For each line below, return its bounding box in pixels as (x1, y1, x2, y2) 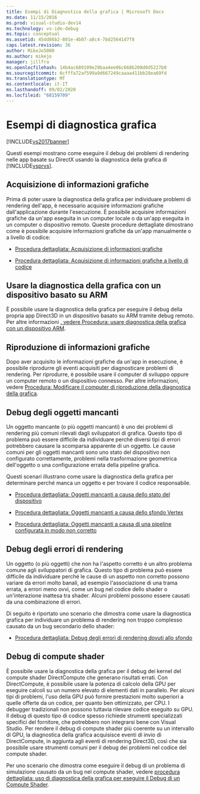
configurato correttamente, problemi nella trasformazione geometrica (6, 454, 177, 462)
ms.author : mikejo (6, 53, 52, 59)
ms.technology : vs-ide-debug (6, 25, 79, 32)
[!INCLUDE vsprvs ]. (6, 162, 53, 169)
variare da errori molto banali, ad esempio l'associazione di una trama (6, 579, 178, 586)
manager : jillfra (6, 59, 50, 65)
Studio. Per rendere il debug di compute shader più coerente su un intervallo (6, 725, 195, 732)
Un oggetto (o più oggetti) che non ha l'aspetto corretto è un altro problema (6, 560, 192, 567)
